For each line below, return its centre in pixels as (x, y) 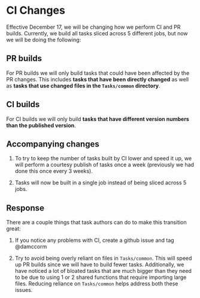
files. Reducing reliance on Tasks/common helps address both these (96, 284)
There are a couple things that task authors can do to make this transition (96, 223)
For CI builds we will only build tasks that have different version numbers (98, 119)
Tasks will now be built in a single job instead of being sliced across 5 (101, 183)
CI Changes (36, 10)
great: (13, 229)
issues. (24, 290)
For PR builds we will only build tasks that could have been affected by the (98, 73)
